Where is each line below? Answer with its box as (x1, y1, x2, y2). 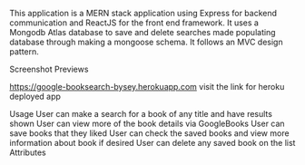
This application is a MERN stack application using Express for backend (9, 8, 278, 18)
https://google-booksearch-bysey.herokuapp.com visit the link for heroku (9, 82, 285, 92)
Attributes (9, 147, 47, 158)
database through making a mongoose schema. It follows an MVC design (9, 36, 283, 47)
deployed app (9, 91, 62, 102)
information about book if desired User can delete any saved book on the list (9, 138, 296, 148)
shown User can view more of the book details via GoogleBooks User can (9, 118, 285, 129)
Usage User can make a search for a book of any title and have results (9, 109, 272, 119)
